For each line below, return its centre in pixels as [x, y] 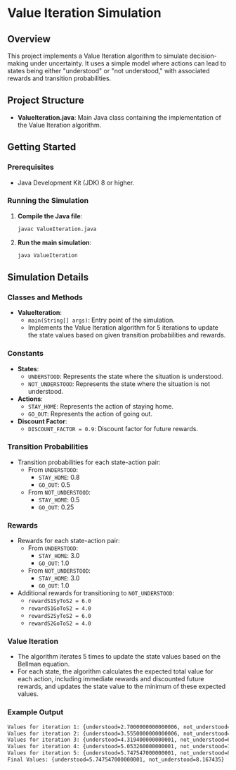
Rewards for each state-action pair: [69, 541]
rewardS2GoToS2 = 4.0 [59, 624]
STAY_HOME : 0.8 [59, 477]
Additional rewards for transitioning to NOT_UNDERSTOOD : [96, 593]
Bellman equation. [44, 664]
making [18, 63]
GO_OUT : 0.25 [56, 507]
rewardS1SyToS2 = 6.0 [59, 601]
